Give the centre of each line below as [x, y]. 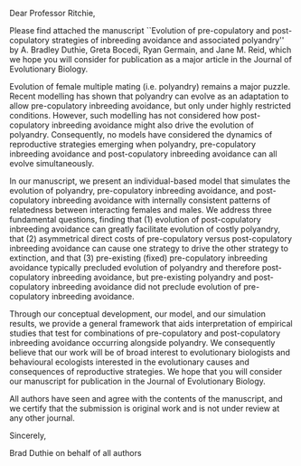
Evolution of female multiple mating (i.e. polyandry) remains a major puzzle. [150, 86]
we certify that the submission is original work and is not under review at [145, 408]
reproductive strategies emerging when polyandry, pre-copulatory [132, 144]
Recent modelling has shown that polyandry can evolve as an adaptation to [149, 96]
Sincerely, [28, 435]
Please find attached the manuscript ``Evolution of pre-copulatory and [140, 30]
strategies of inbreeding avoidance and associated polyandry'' [168, 40]
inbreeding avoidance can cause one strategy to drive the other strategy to [149, 248]
